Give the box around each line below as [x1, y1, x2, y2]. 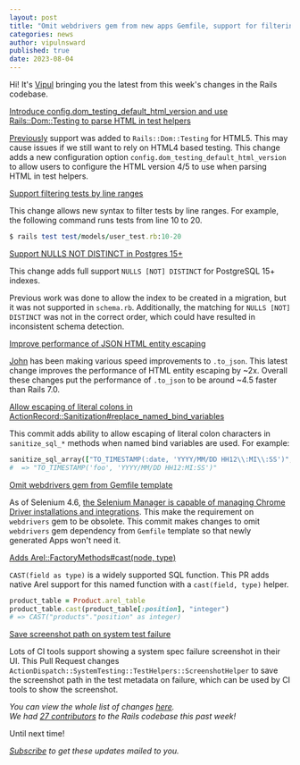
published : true [9, 46, 70, 55]
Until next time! [9, 728, 65, 739]
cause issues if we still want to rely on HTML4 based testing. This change [9, 142, 281, 153]
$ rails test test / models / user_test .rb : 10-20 [9, 232, 181, 241]
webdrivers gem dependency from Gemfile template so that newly [9, 525, 252, 536]
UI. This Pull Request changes [9, 656, 120, 667]
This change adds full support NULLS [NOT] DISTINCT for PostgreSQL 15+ [9, 265, 276, 276]
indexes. [9, 274, 40, 286]
